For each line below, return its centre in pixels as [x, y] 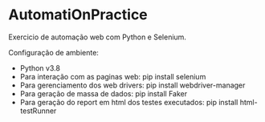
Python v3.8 [40, 68]
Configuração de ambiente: [53, 52]
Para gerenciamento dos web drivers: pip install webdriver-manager [132, 85]
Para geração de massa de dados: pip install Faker [104, 93]
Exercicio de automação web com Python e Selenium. [98, 37]
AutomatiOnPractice [78, 15]
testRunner [38, 111]
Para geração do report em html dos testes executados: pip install [129, 102]
